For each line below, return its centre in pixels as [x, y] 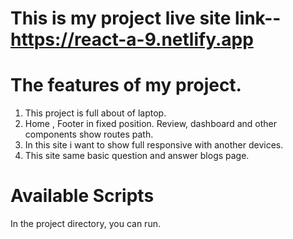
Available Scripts [82, 196]
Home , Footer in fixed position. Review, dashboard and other [150, 124]
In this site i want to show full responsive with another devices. [154, 145]
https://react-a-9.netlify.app [132, 39]
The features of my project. [126, 85]
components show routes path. [89, 134]
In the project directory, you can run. [85, 224]
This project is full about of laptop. [95, 113]
